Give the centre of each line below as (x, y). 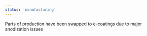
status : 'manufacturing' (31, 10)
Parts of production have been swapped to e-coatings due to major (73, 24)
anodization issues (24, 29)
